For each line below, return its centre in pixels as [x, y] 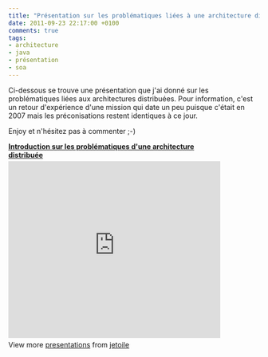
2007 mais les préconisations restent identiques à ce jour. [103, 116]
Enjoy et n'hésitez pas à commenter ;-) [72, 131]
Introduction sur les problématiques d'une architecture [101, 146]
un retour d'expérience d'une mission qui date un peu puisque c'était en [126, 107]
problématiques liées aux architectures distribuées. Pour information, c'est [131, 98]
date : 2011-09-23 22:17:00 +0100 [64, 23]
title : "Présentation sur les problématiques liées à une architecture [130, 16]
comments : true [33, 30]
